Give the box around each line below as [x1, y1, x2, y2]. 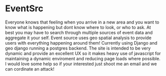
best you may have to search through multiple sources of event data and [5, 29, 153, 35]
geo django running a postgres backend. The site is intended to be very [5, 45, 151, 51]
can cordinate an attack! [5, 66, 55, 72]
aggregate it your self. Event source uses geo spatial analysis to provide [5, 35, 152, 41]
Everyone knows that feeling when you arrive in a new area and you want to [5, 19, 160, 25]
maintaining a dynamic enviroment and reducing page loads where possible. [5, 55, 161, 61]
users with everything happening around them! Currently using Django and [5, 40, 158, 46]
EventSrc [5, 3, 43, 14]
